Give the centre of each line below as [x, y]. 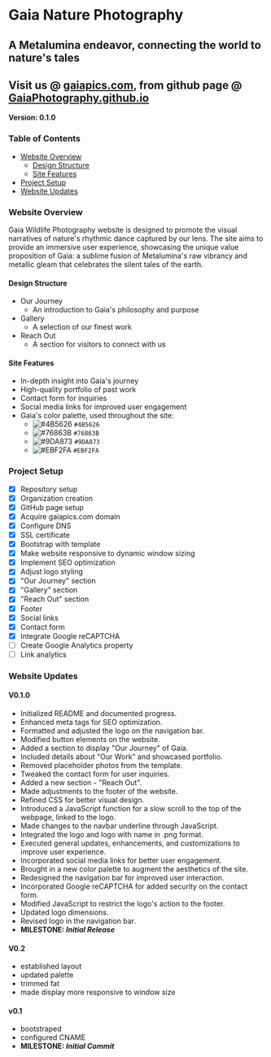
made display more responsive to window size [98, 992]
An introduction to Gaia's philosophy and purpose [116, 310]
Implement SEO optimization [68, 562]
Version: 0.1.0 [32, 118]
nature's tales [44, 57]
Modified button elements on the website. [90, 739]
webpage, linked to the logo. [68, 817]
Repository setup [49, 489]
